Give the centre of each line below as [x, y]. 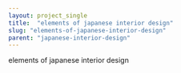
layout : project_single [48, 15]
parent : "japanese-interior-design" [69, 38]
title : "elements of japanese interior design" [91, 23]
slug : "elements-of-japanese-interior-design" [87, 30]
